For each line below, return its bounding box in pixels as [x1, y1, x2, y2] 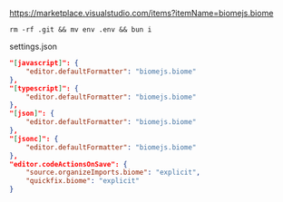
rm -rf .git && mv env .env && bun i [9, 25, 152, 34]
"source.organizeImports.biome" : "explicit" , [25, 168, 201, 178]
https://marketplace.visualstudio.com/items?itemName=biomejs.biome [9, 8, 274, 18]
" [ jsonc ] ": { [9, 134, 59, 143]
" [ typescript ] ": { [9, 83, 79, 93]
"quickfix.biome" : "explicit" [25, 177, 141, 186]
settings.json [9, 41, 57, 52]
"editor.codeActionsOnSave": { [9, 159, 128, 168]
